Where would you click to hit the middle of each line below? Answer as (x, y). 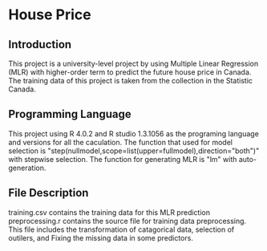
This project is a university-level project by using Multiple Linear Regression (133, 63)
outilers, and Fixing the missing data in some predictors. (101, 237)
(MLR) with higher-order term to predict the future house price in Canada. (130, 72)
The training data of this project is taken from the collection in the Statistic (131, 81)
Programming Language (70, 114)
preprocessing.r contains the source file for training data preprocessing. (127, 221)
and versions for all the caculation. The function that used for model (120, 142)
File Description (49, 193)
